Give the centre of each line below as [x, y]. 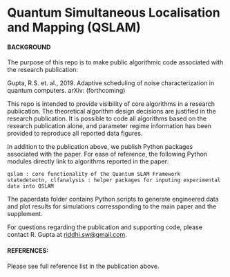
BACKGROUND [29, 47]
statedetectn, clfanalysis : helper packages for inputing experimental [114, 180]
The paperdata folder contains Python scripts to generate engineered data [113, 199]
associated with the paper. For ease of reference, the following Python [107, 154]
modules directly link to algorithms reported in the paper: [88, 161]
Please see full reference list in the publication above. [83, 266]
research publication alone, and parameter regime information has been [109, 126]
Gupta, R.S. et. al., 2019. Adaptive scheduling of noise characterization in [111, 83]
